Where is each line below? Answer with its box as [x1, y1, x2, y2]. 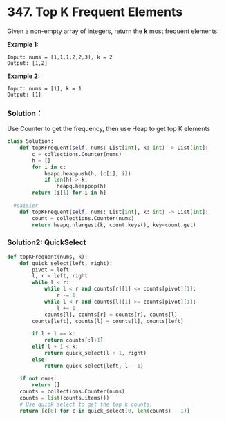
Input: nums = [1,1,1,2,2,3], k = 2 [7, 53, 113, 61]
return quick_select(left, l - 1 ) [44, 362, 144, 369]
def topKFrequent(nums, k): [7, 253, 88, 260]
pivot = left [32, 266, 70, 273]
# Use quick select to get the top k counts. [19, 401, 153, 408]
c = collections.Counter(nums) [32, 150, 122, 157]
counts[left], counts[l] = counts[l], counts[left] [32, 317, 185, 324]
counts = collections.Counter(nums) [19, 388, 126, 395]
